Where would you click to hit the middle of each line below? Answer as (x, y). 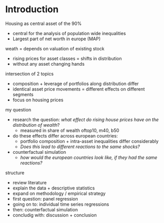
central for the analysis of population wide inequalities (69, 33)
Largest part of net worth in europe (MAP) (56, 39)
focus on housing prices (38, 100)
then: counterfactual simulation (45, 209)
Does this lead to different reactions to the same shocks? (80, 147)
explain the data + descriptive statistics (54, 188)
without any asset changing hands (48, 64)
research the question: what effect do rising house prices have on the (86, 119)
